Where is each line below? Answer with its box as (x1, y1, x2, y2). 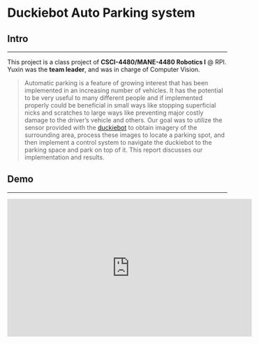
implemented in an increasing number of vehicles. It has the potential (24, 86, 223, 94)
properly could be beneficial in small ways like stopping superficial (24, 101, 216, 109)
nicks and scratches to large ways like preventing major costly (24, 108, 204, 117)
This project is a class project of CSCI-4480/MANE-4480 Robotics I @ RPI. (7, 58, 227, 66)
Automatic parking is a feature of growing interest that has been (24, 79, 209, 87)
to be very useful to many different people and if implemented (24, 94, 203, 102)
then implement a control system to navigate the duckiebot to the (24, 138, 212, 146)
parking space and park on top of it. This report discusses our (24, 145, 203, 154)
